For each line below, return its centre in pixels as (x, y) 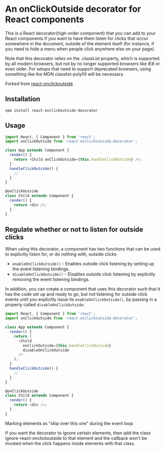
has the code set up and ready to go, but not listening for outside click (76, 294)
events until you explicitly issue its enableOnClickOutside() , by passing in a (81, 299)
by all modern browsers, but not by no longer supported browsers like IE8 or (82, 64)
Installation (23, 99)
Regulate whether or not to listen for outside (74, 229)
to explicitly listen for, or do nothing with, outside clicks (61, 254)
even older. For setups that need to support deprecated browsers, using (78, 69)
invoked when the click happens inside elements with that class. (70, 443)
